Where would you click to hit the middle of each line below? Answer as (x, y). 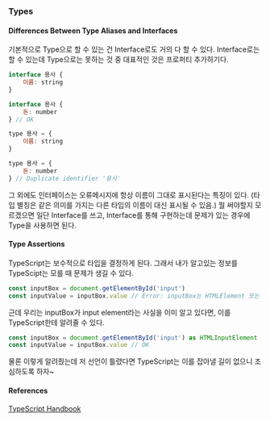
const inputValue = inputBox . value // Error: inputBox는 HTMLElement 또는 (134, 296)
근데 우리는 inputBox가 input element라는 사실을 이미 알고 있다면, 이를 (120, 312)
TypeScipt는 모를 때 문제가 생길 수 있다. (71, 273)
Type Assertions (37, 244)
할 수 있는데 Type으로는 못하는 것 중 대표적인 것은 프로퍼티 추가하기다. (118, 60)
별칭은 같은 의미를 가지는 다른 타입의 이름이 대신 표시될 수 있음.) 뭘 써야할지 (135, 205)
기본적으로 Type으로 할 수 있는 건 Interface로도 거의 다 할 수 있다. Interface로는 (134, 49)
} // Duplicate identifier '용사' (64, 178)
